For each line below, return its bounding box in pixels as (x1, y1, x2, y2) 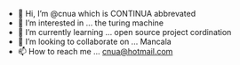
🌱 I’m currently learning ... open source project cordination (17, 27, 232, 37)
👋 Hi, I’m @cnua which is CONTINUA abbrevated (17, 9, 196, 18)
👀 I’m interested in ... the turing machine (17, 18, 164, 28)
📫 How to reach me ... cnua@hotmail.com (17, 47, 173, 56)
